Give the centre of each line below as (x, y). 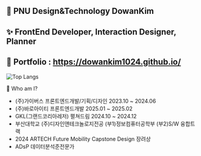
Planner (21, 41)
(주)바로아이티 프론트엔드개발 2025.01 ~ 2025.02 (74, 108)
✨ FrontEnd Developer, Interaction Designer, (91, 32)
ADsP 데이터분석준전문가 (44, 146)
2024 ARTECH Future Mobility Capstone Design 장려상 (83, 139)
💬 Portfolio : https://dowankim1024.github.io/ (94, 62)
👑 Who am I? (22, 88)
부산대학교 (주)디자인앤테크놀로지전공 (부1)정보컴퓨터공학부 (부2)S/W (97, 124)
